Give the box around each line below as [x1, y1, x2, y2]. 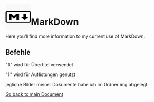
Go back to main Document [5, 91, 63, 97]
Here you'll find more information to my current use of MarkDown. [5, 33, 145, 39]
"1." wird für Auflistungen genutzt [5, 71, 76, 78]
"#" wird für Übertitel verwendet [5, 61, 73, 67]
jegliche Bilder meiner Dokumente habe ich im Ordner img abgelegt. [5, 81, 149, 87]
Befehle [5, 48, 31, 57]
